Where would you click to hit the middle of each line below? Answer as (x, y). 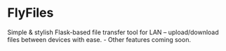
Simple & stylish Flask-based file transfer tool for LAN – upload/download (113, 32)
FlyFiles (31, 13)
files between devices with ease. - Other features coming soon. (99, 39)
